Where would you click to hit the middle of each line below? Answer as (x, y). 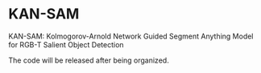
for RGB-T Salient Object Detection (66, 44)
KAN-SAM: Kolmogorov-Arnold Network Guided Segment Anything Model (131, 36)
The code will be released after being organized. (89, 60)
